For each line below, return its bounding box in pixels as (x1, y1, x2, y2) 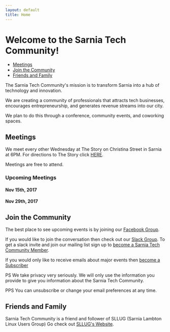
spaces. (5, 118, 22, 124)
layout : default (5, 7, 40, 13)
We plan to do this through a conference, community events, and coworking (5, 113, 164, 119)
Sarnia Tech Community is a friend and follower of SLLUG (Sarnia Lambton (5, 315, 162, 321)
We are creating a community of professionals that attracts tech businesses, (5, 97, 165, 104)
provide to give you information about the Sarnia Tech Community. (5, 278, 145, 284)
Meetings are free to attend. (5, 161, 64, 168)
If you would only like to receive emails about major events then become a (5, 257, 160, 263)
